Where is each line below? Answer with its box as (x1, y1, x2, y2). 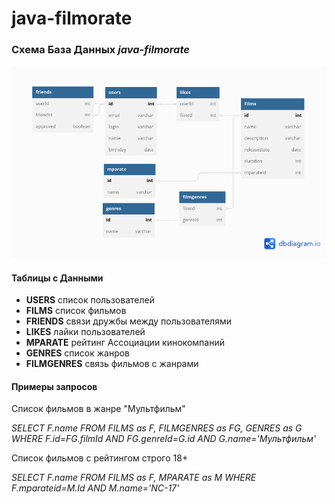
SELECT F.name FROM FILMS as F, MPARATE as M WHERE (11, 472, 257, 484)
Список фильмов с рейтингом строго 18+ (11, 452, 189, 464)
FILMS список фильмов (25, 305, 127, 317)
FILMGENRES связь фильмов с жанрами (25, 358, 199, 370)
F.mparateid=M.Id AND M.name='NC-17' (11, 482, 180, 494)
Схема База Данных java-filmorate (11, 43, 190, 57)
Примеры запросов (11, 380, 98, 392)
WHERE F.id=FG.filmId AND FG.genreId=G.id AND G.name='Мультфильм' (11, 433, 317, 445)
